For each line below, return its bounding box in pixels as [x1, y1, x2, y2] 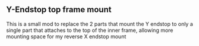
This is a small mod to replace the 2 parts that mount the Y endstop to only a [6, 20, 193, 27]
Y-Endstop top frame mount [6, 5, 112, 15]
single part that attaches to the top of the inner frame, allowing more [6, 27, 173, 34]
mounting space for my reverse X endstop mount [6, 32, 127, 40]
